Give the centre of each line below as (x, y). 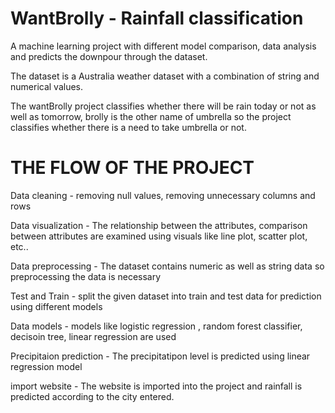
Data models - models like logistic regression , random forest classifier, (156, 326)
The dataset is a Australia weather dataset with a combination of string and (165, 76)
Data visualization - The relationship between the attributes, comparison (159, 225)
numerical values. (47, 86)
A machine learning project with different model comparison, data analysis (163, 46)
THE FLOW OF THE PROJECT (132, 168)
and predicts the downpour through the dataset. (109, 56)
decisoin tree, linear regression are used (93, 336)
